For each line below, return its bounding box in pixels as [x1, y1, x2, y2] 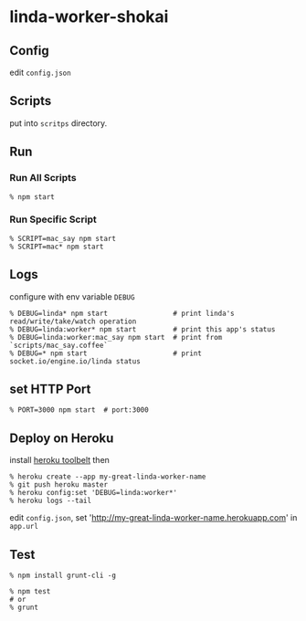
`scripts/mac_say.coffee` [9, 341, 108, 350]
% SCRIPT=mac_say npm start [9, 234, 117, 243]
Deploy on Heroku [9, 430, 114, 446]
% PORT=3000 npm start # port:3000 [9, 405, 149, 415]
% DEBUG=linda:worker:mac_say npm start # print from [9, 332, 223, 342]
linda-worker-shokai [9, 6, 169, 27]
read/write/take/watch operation [9, 317, 137, 326]
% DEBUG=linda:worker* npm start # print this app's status [9, 324, 276, 334]
